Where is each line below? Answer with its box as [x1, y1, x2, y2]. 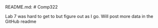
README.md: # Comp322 [5, 4, 58, 10]
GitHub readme [5, 19, 36, 24]
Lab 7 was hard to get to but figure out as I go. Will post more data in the [5, 14, 154, 19]
